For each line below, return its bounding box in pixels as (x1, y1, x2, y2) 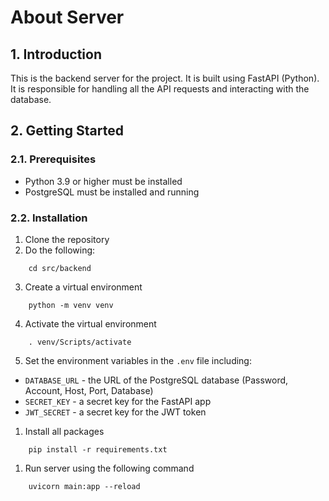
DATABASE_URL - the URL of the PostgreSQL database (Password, (24, 374, 289, 386)
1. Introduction (10, 46, 102, 63)
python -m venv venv (28, 300, 114, 310)
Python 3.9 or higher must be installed (24, 175, 183, 187)
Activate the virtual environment (24, 317, 157, 330)
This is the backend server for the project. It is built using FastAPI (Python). (10, 72, 320, 84)
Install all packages (24, 425, 105, 437)
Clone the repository (24, 233, 110, 245)
